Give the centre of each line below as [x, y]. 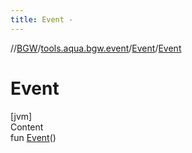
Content [27, 127]
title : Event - [42, 19]
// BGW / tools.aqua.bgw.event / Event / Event [96, 48]
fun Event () [33, 137]
